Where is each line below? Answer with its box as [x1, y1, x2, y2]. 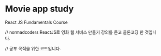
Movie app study [5, 3, 74, 14]
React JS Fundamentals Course [5, 19, 68, 25]
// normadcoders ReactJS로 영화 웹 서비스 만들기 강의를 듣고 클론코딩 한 [5, 29, 144, 35]
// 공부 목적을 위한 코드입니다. [5, 45, 61, 51]
